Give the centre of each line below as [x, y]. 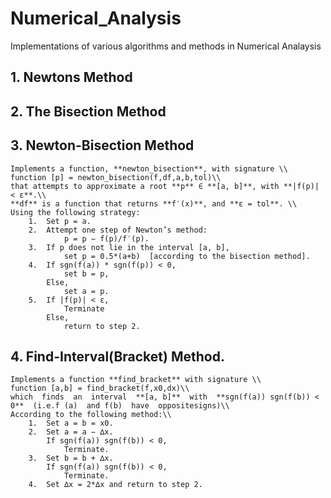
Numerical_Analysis [96, 18]
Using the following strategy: [75, 212]
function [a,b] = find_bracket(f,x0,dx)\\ [100, 388]
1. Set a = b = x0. [71, 423]
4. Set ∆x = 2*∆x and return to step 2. [115, 485]
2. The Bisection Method [88, 111]
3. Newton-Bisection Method [102, 145]
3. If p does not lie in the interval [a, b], [129, 247]
